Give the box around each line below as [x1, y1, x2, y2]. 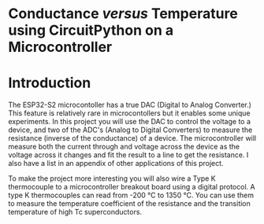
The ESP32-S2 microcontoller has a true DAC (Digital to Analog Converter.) [8, 100, 252, 110]
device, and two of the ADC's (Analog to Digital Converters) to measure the [8, 125, 253, 134]
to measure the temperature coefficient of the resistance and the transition [8, 199, 251, 208]
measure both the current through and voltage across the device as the [8, 142, 240, 152]
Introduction [8, 74, 91, 92]
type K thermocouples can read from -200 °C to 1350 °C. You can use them [8, 190, 255, 200]
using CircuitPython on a [8, 21, 174, 39]
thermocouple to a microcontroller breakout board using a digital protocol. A [8, 182, 255, 192]
